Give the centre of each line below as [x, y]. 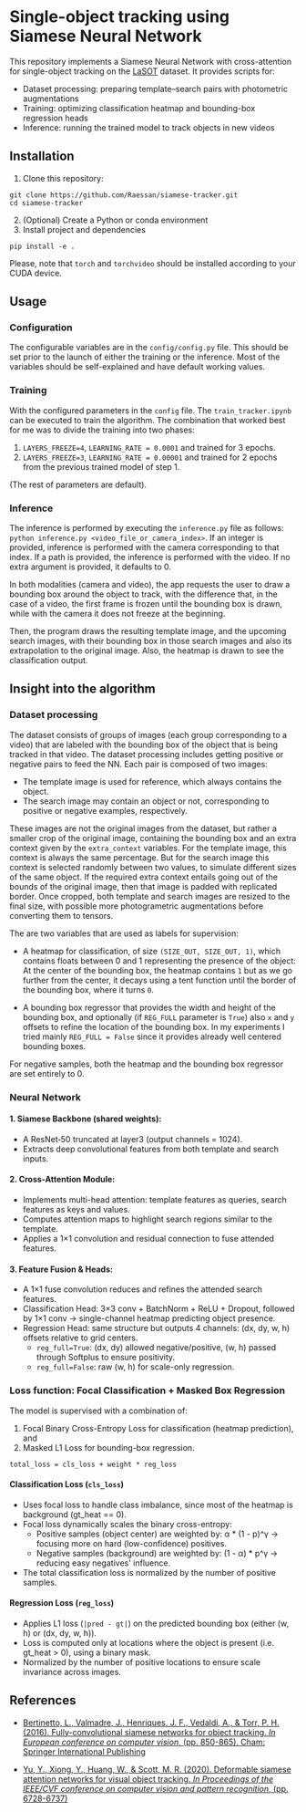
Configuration [41, 328]
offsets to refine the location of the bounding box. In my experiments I [153, 1026]
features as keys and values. [76, 1210]
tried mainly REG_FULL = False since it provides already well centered [152, 1036]
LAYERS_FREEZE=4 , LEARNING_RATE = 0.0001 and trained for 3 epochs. [149, 447]
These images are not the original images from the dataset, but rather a [143, 828]
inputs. [36, 1158]
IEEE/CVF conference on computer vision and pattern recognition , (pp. [155, 1788]
